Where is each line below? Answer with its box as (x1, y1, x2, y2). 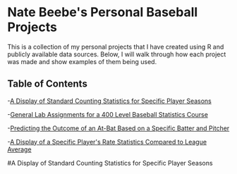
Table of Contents (7, 78, 88, 90)
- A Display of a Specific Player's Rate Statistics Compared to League (7, 137, 207, 146)
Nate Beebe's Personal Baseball (7, 4, 198, 20)
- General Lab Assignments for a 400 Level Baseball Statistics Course (7, 110, 208, 118)
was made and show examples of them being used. (7, 57, 157, 66)
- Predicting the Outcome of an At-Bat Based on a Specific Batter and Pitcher (7, 124, 230, 132)
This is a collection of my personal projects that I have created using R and (7, 42, 224, 51)
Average (7, 145, 32, 154)
